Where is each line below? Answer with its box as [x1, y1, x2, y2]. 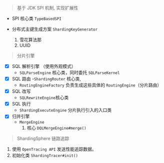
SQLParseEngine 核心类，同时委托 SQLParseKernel [19, 69, 120, 75]
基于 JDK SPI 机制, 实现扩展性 [16, 5, 78, 10]
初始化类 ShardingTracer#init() [11, 152, 78, 158]
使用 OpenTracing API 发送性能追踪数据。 [11, 146, 97, 152]
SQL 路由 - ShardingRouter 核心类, [11, 76, 81, 82]
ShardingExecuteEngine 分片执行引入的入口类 [19, 107, 112, 113]
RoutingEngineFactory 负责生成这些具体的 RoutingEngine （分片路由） [19, 82, 162, 88]
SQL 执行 [11, 101, 31, 107]
